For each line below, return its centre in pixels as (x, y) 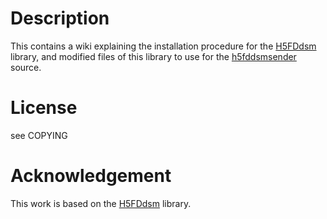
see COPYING (39, 135)
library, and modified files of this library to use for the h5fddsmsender (153, 56)
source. (26, 67)
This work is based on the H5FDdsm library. (101, 203)
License (44, 108)
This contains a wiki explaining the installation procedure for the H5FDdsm (163, 46)
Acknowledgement (91, 176)
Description (60, 18)
